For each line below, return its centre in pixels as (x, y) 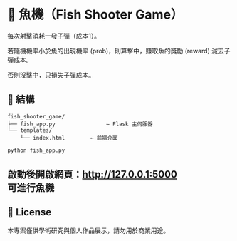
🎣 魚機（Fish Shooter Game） (95, 15)
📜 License (30, 212)
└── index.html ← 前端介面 (69, 138)
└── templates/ (30, 130)
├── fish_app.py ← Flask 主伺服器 (80, 124)
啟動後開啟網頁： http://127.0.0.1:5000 (93, 174)
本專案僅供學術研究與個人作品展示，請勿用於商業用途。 (88, 230)
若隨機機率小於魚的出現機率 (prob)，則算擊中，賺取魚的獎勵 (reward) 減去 (116, 51)
